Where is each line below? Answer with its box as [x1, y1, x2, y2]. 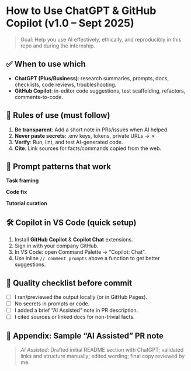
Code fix [6, 189, 27, 196]
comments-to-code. [14, 93, 63, 100]
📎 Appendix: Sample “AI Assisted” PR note [6, 331, 164, 341]
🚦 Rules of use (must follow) [6, 110, 110, 121]
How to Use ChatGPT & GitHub [6, 4, 157, 18]
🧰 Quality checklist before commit [6, 278, 133, 288]
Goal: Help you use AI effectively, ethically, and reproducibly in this [20, 36, 182, 43]
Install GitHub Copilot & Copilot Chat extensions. [14, 236, 133, 243]
